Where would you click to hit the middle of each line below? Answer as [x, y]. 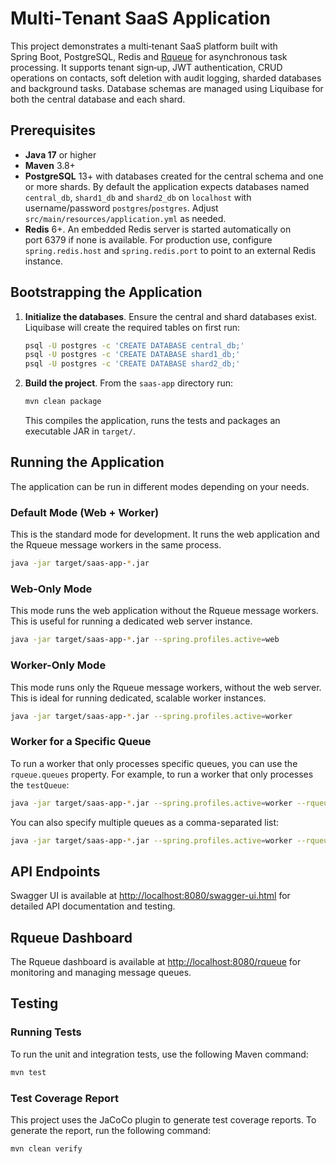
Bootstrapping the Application [106, 292]
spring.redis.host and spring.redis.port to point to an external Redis [170, 250]
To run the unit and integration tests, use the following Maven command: [159, 1054]
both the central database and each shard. [98, 99]
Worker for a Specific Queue [81, 742]
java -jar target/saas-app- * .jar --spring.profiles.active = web [145, 640]
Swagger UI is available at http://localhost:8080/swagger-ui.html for [150, 896]
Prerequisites [53, 130]
